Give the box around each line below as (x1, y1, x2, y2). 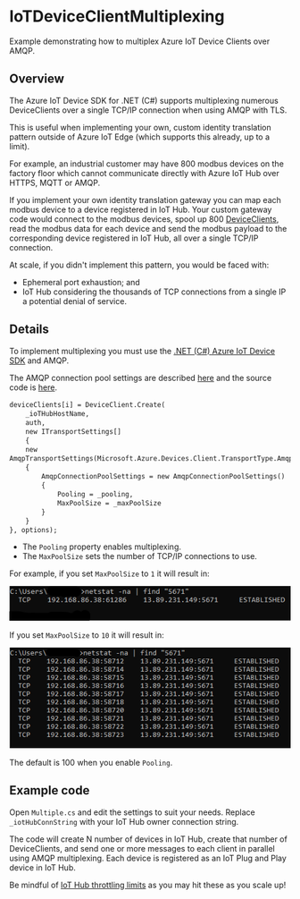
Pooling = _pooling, (56, 489, 134, 498)
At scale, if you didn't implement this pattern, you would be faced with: (9, 259, 270, 270)
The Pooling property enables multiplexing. (21, 541, 181, 552)
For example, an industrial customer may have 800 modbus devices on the (9, 158, 284, 169)
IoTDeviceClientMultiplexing (9, 6, 225, 27)
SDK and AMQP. (9, 355, 70, 366)
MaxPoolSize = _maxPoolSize (56, 498, 162, 507)
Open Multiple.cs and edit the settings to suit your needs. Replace (9, 807, 256, 818)
